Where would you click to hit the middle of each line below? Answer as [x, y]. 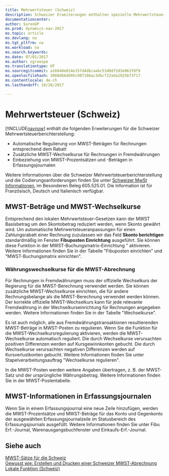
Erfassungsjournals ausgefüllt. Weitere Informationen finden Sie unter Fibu [82, 425]
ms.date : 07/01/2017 [27, 57]
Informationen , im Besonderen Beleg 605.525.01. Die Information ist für [79, 185]
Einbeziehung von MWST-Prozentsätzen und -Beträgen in [72, 160]
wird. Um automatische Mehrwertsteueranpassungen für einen [70, 230]
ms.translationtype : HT [30, 66]
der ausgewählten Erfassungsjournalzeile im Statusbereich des [70, 419]
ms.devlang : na [21, 38]
